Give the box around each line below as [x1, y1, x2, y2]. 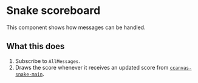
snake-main [15, 71, 43, 78]
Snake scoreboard [6, 4, 101, 18]
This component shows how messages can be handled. [6, 24, 146, 31]
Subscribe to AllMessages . [15, 57, 81, 64]
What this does [6, 41, 65, 51]
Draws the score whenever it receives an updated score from [15, 64, 169, 71]
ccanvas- [169, 65, 192, 71]
